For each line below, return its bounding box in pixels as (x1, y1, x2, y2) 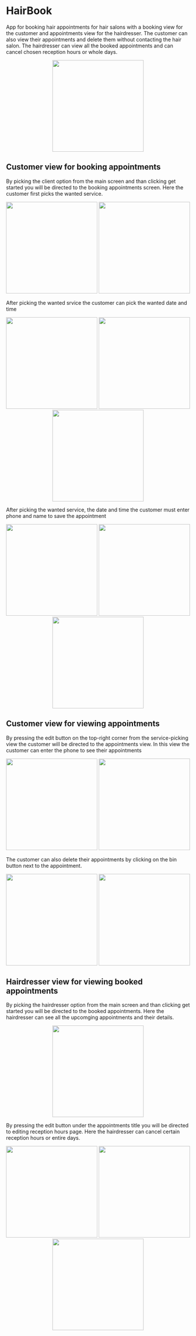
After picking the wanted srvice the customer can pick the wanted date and (6, 299, 188, 306)
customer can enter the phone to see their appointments (6, 747, 142, 754)
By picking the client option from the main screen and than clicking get (6, 178, 176, 185)
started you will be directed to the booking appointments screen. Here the (6, 183, 184, 191)
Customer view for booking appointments (6, 162, 161, 172)
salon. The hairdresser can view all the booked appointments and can (6, 42, 173, 49)
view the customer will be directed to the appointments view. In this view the (6, 740, 190, 748)
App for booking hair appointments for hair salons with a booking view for (6, 23, 183, 30)
